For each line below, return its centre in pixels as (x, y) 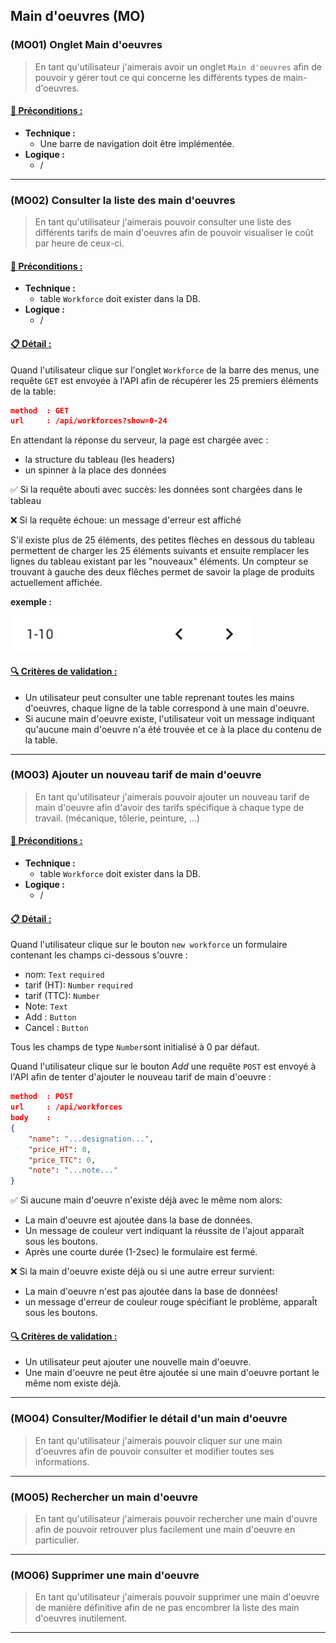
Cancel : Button (56, 1028)
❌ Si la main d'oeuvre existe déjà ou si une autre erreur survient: (142, 1271)
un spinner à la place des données (95, 470)
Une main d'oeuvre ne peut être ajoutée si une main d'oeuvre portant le (172, 1373)
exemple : (31, 602)
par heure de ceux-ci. (79, 243)
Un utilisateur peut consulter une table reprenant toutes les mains (159, 697)
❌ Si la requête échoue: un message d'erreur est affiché (126, 520)
